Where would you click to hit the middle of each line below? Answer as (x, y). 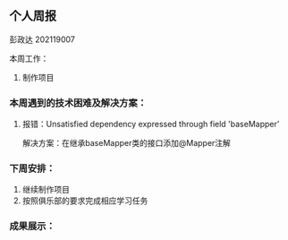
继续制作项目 (46, 190)
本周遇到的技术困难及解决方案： (78, 103)
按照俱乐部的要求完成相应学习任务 (85, 201)
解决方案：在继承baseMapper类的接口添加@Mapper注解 (126, 143)
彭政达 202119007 (42, 39)
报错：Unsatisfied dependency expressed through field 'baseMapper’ (151, 124)
